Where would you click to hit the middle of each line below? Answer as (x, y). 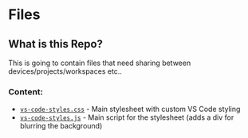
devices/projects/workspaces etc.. (65, 71)
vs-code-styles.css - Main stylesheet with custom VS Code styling (130, 109)
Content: (26, 91)
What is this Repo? (56, 44)
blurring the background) (61, 126)
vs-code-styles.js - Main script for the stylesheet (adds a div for (127, 117)
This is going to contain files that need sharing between (100, 63)
